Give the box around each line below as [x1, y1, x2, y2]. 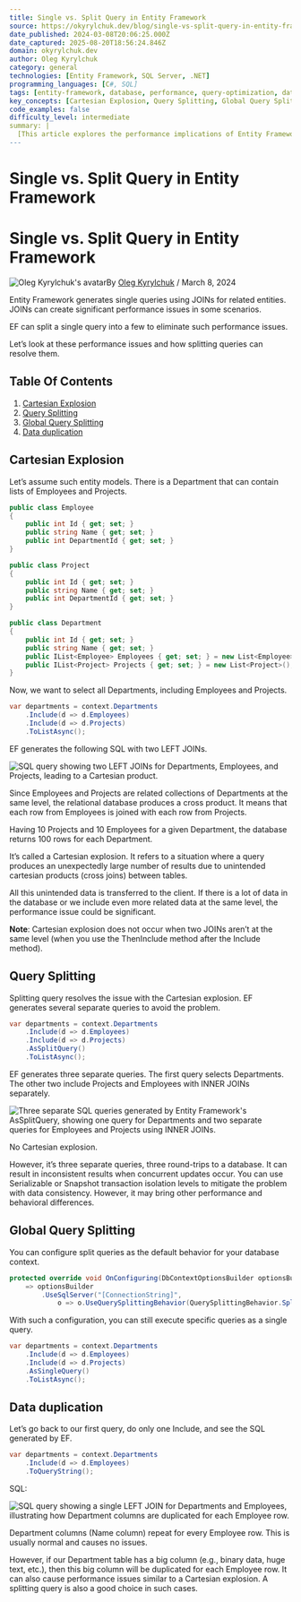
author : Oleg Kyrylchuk [9, 55, 99, 64]
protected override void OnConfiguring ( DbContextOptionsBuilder [9, 1273, 254, 1282]
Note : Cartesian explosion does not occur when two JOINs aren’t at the [9, 924, 273, 934]
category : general [9, 64, 78, 73]
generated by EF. [9, 1433, 73, 1443]
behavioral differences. [9, 1197, 95, 1208]
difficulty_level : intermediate [9, 113, 130, 122]
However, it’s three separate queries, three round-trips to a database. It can [9, 1158, 288, 1169]
